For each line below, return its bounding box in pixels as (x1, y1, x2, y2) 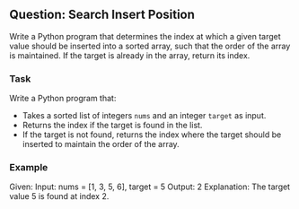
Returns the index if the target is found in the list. (22, 120, 203, 131)
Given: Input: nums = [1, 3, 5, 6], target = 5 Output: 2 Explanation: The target (9, 181, 290, 192)
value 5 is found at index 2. (9, 191, 110, 202)
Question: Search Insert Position (9, 7, 196, 22)
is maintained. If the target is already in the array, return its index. (9, 49, 251, 61)
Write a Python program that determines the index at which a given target (9, 30, 281, 41)
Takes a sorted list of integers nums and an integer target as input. (22, 110, 267, 121)
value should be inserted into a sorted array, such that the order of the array (9, 40, 291, 51)
